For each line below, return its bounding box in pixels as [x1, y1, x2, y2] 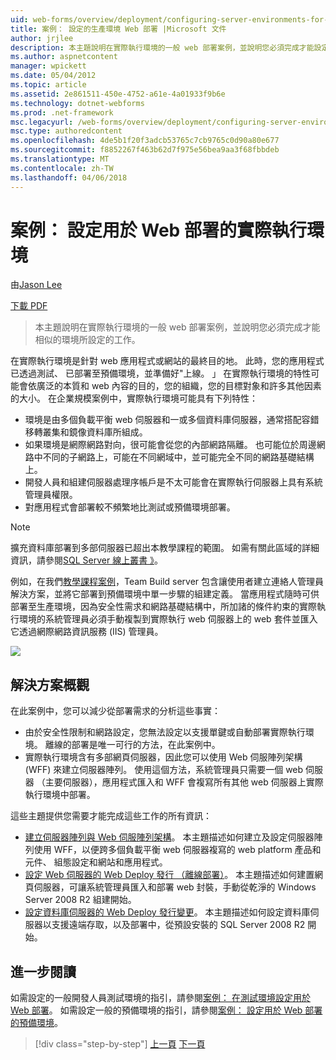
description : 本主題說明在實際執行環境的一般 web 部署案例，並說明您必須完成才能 [10, 42, 315, 53]
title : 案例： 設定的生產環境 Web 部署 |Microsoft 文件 [10, 24, 227, 34]
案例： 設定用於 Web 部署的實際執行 [10, 219, 307, 241]
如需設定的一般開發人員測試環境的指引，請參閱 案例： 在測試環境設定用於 [10, 992, 311, 1004]
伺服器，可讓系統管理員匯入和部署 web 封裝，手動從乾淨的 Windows [33, 881, 317, 893]
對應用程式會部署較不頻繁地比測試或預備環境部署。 [24, 501, 236, 513]
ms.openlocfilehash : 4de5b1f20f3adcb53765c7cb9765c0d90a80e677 [10, 136, 280, 146]
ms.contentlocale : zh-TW [10, 163, 114, 173]
